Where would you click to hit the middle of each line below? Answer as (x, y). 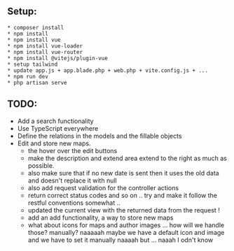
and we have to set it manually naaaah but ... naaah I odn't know (121, 240)
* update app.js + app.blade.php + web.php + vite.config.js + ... (108, 70)
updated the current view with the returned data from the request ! (124, 210)
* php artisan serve (37, 83)
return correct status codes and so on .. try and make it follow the (122, 195)
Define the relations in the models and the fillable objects (99, 136)
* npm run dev (28, 76)
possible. (41, 165)
